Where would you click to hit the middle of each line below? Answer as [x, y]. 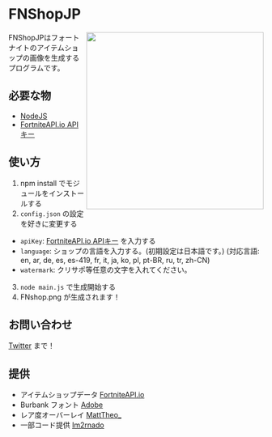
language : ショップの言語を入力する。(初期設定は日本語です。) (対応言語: [140, 251]
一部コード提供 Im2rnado [62, 425]
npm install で [43, 183]
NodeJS [34, 116]
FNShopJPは [30, 37]
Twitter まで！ [32, 346]
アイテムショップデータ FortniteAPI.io [82, 395]
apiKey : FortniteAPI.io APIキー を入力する [88, 240]
